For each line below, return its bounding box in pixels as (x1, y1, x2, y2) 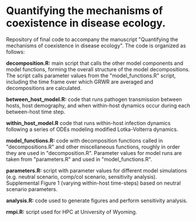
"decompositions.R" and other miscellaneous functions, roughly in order (6, 143, 180, 150)
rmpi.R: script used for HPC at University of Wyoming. (6, 208, 137, 215)
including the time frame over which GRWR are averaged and (6, 78, 154, 85)
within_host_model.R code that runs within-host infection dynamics (6, 119, 171, 126)
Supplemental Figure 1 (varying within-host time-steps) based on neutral (6, 179, 181, 187)
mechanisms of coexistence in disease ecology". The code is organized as (6, 42, 186, 49)
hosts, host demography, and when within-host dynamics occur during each (6, 102, 190, 109)
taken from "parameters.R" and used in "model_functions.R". (6, 156, 152, 163)
